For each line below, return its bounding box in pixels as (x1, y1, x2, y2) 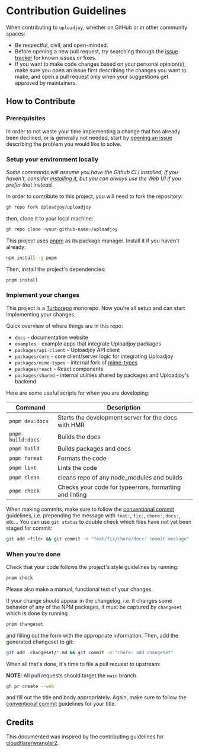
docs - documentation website (14, 334, 89, 341)
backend (14, 377, 37, 385)
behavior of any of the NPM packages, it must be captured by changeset (6, 603, 182, 610)
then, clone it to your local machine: (6, 215, 94, 222)
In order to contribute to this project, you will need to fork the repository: (6, 193, 183, 200)
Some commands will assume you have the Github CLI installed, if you (6, 168, 178, 175)
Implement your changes (6, 291, 80, 299)
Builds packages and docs (57, 444, 131, 453)
